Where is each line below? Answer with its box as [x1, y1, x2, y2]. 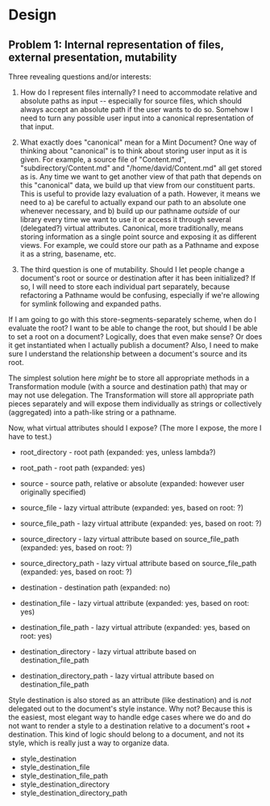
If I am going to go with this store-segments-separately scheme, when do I [8, 315, 256, 324]
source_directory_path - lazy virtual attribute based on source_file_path [19, 559, 257, 568]
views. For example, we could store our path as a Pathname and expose [19, 241, 260, 250]
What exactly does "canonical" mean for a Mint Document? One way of [19, 137, 257, 147]
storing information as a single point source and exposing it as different [19, 232, 257, 241]
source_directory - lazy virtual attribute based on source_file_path [19, 535, 239, 544]
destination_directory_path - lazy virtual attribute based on [19, 671, 214, 680]
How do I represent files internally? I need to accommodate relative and [19, 87, 258, 97]
